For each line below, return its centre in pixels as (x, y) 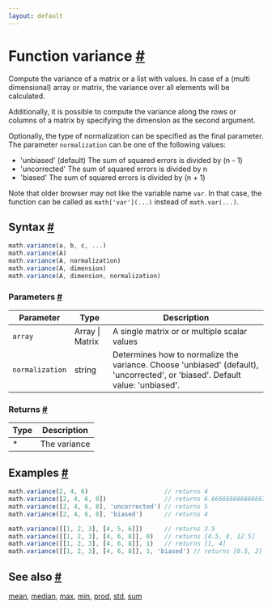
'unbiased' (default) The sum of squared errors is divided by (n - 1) (131, 160)
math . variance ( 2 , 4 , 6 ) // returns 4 (108, 491)
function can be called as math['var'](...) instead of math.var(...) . (124, 202)
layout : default (36, 16)
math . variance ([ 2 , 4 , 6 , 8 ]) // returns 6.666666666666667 (137, 500)
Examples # (38, 472)
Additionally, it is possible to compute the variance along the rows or (123, 111)
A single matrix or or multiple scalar (180, 332)
